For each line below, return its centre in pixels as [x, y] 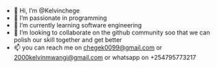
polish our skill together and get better [68, 40]
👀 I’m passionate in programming [60, 18]
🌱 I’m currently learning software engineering [78, 25]
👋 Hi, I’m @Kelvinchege [47, 11]
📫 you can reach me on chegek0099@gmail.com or [88, 47]
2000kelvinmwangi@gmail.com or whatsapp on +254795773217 [105, 57]
